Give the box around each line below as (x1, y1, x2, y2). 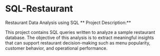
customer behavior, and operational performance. (5, 45, 108, 51)
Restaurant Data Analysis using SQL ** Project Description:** (5, 19, 131, 25)
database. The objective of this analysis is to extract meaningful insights (5, 34, 154, 40)
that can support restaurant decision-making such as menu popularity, (5, 39, 150, 45)
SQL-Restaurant (5, 3, 73, 14)
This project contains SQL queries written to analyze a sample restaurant (5, 29, 155, 35)
